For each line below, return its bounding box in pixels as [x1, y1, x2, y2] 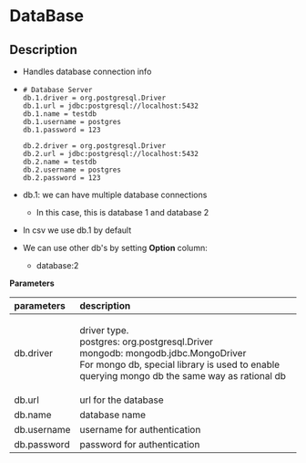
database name [79, 408, 147, 421]
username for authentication [79, 424, 201, 436]
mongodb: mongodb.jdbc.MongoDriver [79, 347, 247, 359]
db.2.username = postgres [22, 165, 121, 174]
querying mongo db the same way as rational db [79, 370, 287, 382]
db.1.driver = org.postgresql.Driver [22, 93, 167, 102]
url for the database [79, 394, 164, 406]
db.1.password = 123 [22, 125, 101, 134]
